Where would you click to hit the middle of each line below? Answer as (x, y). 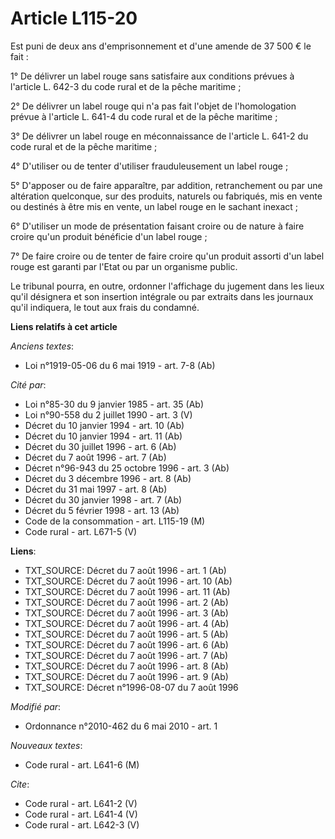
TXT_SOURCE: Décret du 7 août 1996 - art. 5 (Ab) (126, 634)
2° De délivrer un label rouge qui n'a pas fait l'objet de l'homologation (153, 106)
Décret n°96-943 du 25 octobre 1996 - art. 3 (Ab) (127, 468)
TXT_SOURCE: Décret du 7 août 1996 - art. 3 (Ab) (126, 613)
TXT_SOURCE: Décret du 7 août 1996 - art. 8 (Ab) (126, 666)
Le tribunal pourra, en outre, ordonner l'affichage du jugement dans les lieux (167, 286)
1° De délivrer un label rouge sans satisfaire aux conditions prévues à (152, 76)
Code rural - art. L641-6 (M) (82, 764)
